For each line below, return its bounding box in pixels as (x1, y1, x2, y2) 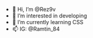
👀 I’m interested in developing (12, 12, 87, 19)
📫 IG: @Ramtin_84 (12, 25, 60, 33)
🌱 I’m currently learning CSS (12, 19, 84, 25)
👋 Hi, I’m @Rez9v (12, 6, 56, 13)
